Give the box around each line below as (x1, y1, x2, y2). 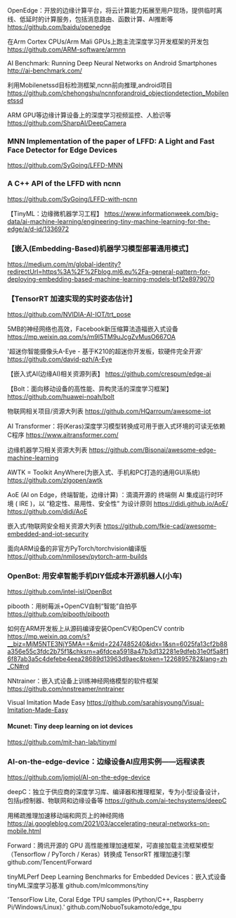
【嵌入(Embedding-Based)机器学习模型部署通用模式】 (7, 244, 193, 253)
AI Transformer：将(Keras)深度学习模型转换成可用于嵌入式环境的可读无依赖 (7, 422, 226, 431)
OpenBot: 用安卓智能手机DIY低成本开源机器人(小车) (7, 571, 183, 581)
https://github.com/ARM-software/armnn (7, 45, 126, 54)
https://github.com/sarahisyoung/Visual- (86, 698, 205, 707)
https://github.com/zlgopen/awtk (7, 476, 103, 484)
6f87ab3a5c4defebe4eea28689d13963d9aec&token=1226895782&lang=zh (7, 655, 228, 663)
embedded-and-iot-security (7, 530, 89, 539)
